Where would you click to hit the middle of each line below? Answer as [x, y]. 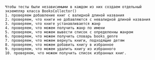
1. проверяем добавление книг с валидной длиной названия [65, 15]
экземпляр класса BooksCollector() [41, 11]
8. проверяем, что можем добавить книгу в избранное [59, 45]
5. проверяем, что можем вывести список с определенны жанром [69, 32]
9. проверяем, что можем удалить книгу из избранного [61, 49]
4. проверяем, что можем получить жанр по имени [55, 28]
